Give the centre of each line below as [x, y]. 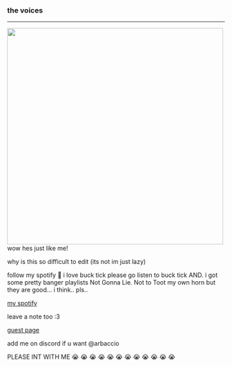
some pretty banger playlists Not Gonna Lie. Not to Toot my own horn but [112, 283]
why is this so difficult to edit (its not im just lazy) [77, 262]
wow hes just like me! [38, 249]
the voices [25, 10]
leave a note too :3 [33, 316]
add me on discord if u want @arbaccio [63, 343]
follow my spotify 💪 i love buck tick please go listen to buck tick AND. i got [113, 275]
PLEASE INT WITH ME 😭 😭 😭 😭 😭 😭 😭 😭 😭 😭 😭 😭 [91, 357]
